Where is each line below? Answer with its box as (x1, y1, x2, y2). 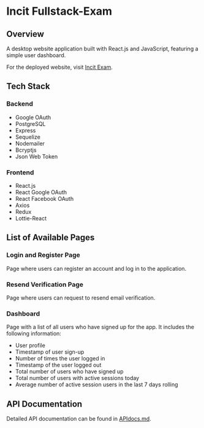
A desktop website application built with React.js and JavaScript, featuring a (6, 45, 198, 52)
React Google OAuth (15, 189, 67, 196)
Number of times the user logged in (15, 355, 105, 362)
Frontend (6, 168, 34, 176)
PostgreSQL (15, 120, 46, 127)
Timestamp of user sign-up (15, 348, 85, 356)
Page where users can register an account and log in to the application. (6, 265, 187, 272)
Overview (6, 29, 45, 39)
